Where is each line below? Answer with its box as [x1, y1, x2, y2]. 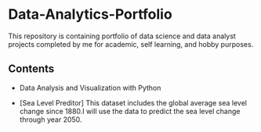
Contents [8, 62, 55, 76]
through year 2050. [19, 115, 82, 124]
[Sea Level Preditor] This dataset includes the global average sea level [19, 98, 247, 107]
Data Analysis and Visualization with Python [19, 83, 161, 92]
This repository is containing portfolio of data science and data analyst [8, 31, 237, 41]
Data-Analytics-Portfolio [8, 5, 172, 23]
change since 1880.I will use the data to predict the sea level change [19, 106, 241, 116]
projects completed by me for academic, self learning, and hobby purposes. [8, 39, 254, 48]
